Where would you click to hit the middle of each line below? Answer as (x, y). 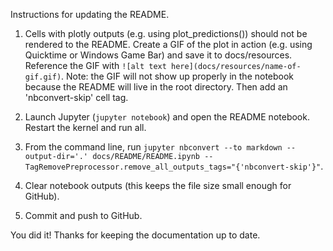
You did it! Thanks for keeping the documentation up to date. (135, 235)
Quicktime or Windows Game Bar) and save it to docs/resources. (158, 55)
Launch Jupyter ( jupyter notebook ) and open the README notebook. (167, 117)
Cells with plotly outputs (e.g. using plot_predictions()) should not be (166, 33)
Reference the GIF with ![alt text (95, 65)
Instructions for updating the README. (90, 14)
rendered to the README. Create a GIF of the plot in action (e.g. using (168, 44)
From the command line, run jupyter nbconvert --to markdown (153, 147)
